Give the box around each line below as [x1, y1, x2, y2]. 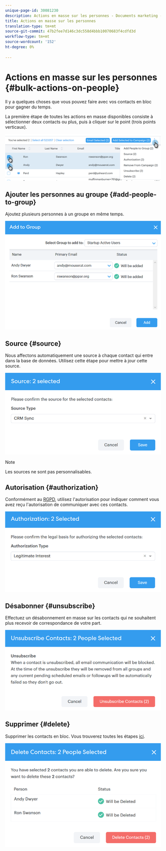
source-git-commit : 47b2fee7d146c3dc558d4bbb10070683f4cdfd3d [5, 29, 136, 34]
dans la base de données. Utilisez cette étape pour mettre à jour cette [5, 358, 147, 364]
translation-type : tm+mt [5, 24, 56, 29]
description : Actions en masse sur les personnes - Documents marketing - [5, 13, 163, 18]
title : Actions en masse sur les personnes [5, 18, 96, 23]
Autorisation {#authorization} [5, 483, 99, 492]
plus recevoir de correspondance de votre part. [5, 620, 102, 626]
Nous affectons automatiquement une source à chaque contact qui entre [5, 352, 153, 358]
